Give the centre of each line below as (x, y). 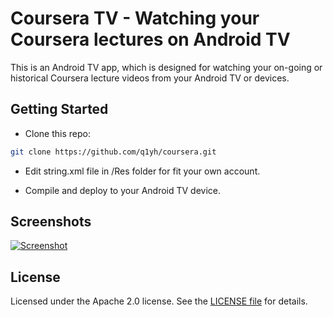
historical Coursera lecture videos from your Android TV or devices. (150, 78)
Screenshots (51, 222)
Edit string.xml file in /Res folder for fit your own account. (142, 171)
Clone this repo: (57, 133)
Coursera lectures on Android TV (150, 39)
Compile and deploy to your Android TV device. (123, 190)
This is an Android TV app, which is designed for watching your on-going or (166, 67)
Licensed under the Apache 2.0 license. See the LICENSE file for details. (159, 301)
